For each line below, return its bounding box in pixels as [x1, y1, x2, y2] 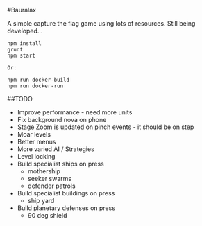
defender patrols [27, 182, 76, 190]
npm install [7, 40, 42, 47]
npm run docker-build [7, 76, 70, 83]
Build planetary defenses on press [17, 204, 116, 212]
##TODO [7, 95, 33, 103]
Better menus [17, 138, 56, 146]
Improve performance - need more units [17, 108, 133, 116]
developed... [7, 27, 43, 35]
